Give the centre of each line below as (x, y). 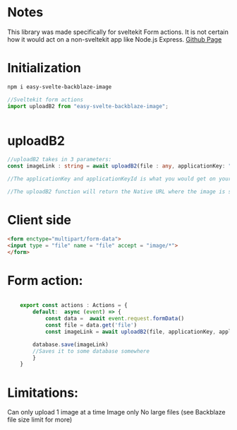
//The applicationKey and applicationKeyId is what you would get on (112, 179)
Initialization (44, 68)
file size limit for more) (40, 420)
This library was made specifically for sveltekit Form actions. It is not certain (118, 32)
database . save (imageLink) (71, 344)
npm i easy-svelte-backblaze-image (60, 87)
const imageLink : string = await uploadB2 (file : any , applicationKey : (116, 166)
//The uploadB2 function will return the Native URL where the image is (116, 192)
